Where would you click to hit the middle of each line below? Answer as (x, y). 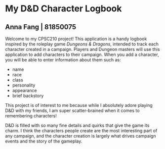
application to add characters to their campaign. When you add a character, (82, 54)
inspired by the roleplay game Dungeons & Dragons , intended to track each (82, 44)
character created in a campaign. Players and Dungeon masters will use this (82, 49)
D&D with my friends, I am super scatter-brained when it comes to (72, 110)
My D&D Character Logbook (63, 9)
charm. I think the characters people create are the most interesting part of (81, 131)
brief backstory (28, 96)
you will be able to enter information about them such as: (63, 60)
